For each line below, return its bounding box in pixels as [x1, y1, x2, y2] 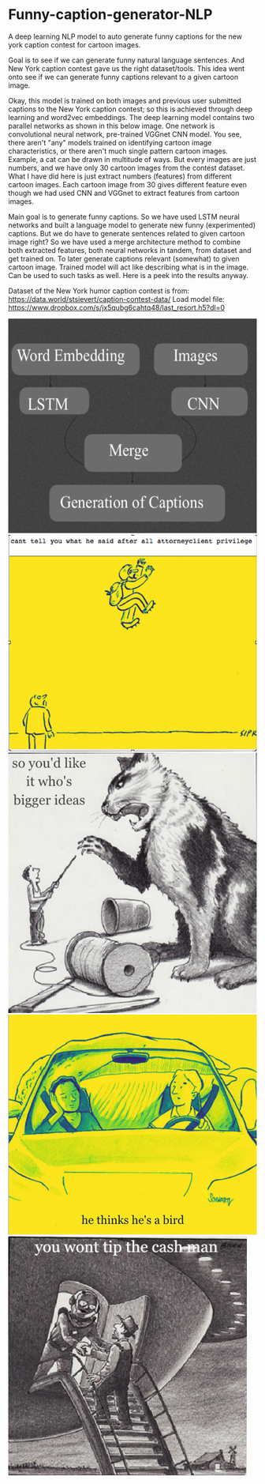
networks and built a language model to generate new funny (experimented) [8, 220, 256, 230]
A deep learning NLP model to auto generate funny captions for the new [8, 32, 243, 41]
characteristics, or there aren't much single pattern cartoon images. [8, 146, 229, 156]
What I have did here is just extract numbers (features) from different [8, 171, 233, 181]
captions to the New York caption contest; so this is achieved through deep [8, 104, 253, 114]
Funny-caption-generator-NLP [8, 6, 213, 24]
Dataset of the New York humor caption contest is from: [8, 286, 190, 296]
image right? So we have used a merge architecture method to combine [8, 237, 241, 247]
